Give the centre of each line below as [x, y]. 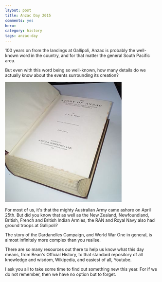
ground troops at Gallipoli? [32, 225]
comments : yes [19, 20]
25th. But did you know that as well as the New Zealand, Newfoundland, [77, 215]
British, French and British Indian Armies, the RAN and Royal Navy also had [80, 220]
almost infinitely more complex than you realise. [53, 240]
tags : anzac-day [21, 36]
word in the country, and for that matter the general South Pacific [85, 55]
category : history [24, 31]
